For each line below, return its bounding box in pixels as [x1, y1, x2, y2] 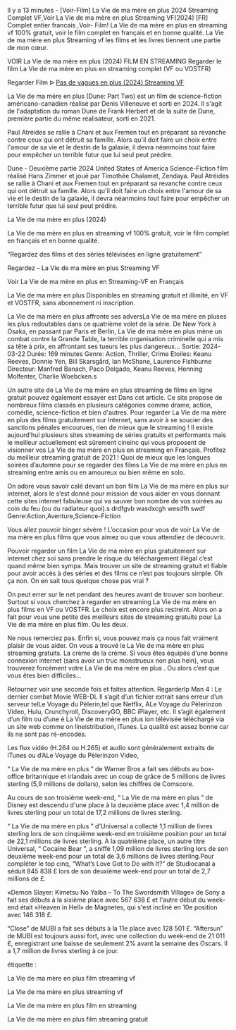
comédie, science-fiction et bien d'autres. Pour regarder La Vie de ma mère [7, 408, 227, 417]
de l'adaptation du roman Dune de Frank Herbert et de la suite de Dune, [7, 107, 216, 115]
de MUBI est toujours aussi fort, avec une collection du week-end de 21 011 [7, 932, 225, 940]
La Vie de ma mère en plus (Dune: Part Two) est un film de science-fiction [7, 92, 222, 100]
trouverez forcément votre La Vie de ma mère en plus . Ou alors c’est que [7, 664, 220, 672]
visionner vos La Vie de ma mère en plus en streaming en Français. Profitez [7, 446, 227, 454]
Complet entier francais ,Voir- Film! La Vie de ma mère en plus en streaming [7, 21, 228, 29]
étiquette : [7, 960, 37, 969]
